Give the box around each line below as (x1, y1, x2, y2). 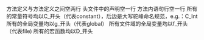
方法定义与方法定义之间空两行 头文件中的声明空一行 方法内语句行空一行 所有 (6, 5, 198, 12)
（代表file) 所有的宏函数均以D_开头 (6, 27, 93, 35)
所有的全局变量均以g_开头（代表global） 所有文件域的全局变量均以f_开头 (6, 20, 188, 27)
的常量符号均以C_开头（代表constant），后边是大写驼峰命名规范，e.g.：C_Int (6, 13, 198, 20)
